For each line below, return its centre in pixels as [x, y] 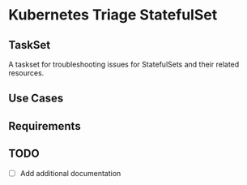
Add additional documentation [70, 173]
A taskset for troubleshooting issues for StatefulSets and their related [124, 64]
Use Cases [36, 99]
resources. [26, 73]
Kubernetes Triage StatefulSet [113, 15]
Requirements [45, 126]
